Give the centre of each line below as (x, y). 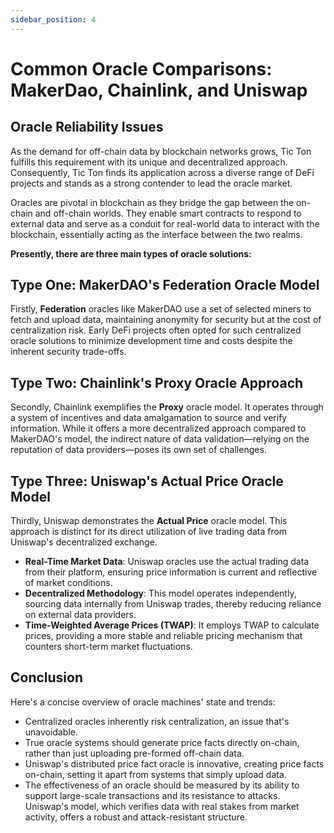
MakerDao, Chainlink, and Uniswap (159, 90)
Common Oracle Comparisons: (141, 68)
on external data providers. (80, 615)
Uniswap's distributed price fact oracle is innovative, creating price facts (174, 763)
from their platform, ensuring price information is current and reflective (171, 572)
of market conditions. (68, 583)
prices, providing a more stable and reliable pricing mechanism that (163, 636)
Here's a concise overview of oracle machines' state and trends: (143, 702)
